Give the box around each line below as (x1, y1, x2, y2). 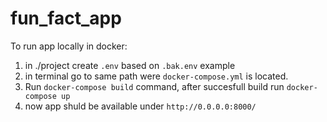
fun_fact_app (10, 7, 122, 30)
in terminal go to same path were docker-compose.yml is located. (24, 70, 289, 82)
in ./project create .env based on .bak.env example (24, 59, 236, 71)
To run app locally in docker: (10, 40, 128, 52)
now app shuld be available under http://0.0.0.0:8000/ (24, 100, 257, 112)
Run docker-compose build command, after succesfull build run (24, 80, 285, 92)
